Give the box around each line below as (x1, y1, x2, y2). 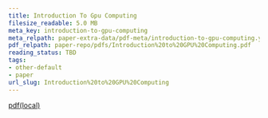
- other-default (8, 64, 62, 72)
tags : (8, 57, 26, 65)
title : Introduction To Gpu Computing (8, 11, 137, 20)
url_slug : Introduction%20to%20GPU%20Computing (8, 78, 170, 86)
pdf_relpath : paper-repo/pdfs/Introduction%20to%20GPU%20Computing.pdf (8, 41, 251, 49)
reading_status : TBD (8, 49, 77, 57)
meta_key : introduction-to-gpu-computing (8, 26, 148, 34)
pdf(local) (8, 100, 41, 110)
